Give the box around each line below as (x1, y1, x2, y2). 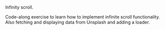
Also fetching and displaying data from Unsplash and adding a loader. (5, 19, 150, 25)
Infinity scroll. (5, 4, 34, 10)
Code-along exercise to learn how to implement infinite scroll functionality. (5, 14, 160, 19)
